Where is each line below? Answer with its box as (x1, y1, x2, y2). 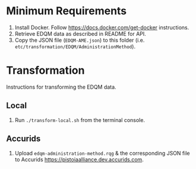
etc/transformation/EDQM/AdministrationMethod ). (14, 43, 135, 50)
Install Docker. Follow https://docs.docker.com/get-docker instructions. (14, 24, 189, 31)
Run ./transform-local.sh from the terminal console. (14, 116, 146, 123)
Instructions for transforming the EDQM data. (6, 83, 117, 90)
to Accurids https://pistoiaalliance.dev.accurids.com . (14, 156, 144, 163)
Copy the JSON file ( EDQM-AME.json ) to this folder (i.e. (14, 36, 145, 43)
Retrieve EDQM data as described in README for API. (14, 30, 147, 37)
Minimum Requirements (6, 4, 127, 18)
